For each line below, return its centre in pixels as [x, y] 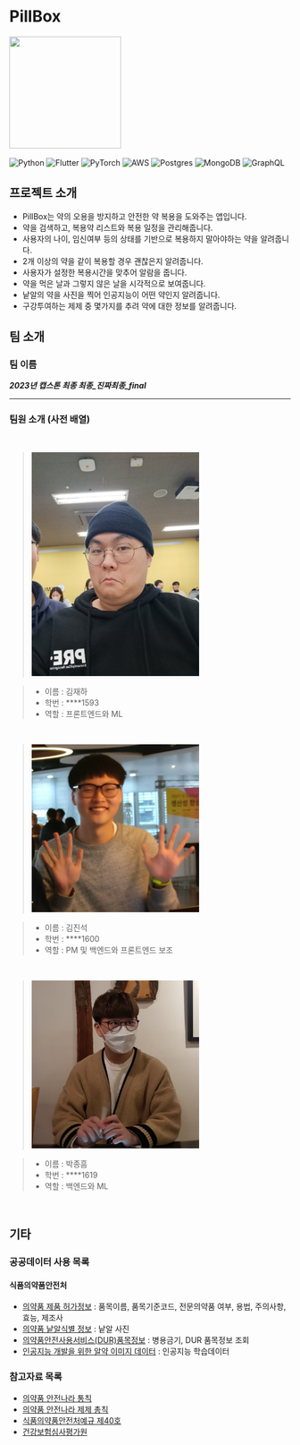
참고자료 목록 [36, 1377]
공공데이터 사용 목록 [50, 1262]
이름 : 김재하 [66, 691]
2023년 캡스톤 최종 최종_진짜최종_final [78, 386]
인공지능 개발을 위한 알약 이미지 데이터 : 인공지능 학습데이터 [126, 1351]
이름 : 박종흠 [66, 1163]
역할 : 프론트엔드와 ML [83, 714]
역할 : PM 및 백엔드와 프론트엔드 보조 [109, 950]
